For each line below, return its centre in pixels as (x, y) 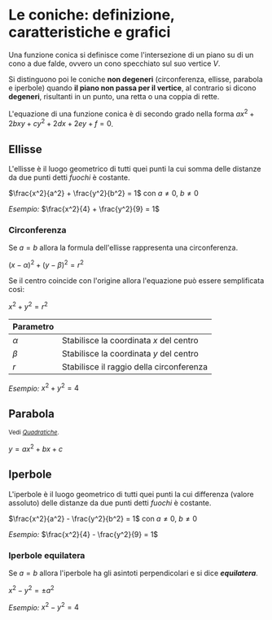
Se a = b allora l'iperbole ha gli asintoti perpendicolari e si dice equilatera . (133, 573)
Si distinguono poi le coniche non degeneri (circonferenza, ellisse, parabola (136, 79)
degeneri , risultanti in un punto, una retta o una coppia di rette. (114, 96)
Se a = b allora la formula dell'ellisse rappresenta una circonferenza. (123, 248)
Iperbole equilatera (47, 555)
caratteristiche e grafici (90, 32)
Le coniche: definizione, (92, 15)
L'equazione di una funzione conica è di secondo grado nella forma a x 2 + (132, 113)
